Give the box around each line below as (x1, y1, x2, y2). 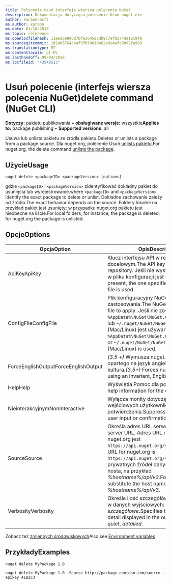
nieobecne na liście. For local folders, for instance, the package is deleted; (5, 210, 160, 216)
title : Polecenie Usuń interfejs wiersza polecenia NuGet (5, 7, 131, 13)
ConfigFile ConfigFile (8, 319, 57, 326)
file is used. (107, 286, 135, 293)
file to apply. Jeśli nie (107, 307, 158, 314)
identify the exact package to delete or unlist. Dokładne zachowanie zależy (5, 194, 163, 200)
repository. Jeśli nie (107, 267, 155, 274)
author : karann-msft (5, 17, 49, 22)
